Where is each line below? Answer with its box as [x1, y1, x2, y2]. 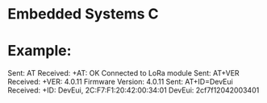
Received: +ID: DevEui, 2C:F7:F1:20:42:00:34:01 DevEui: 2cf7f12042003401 [7, 85, 260, 95]
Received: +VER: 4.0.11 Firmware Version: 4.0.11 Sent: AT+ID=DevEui [7, 77, 233, 87]
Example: [7, 42, 72, 60]
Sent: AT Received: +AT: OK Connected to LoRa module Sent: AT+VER [7, 68, 240, 78]
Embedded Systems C [7, 5, 159, 23]
